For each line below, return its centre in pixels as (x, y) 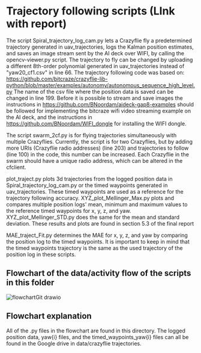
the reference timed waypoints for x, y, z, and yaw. (69, 210)
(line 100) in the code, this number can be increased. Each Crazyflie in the (97, 154)
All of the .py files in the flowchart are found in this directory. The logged (96, 330)
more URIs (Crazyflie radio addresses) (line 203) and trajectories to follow (97, 148)
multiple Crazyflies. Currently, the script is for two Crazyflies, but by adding (100, 141)
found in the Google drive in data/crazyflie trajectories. (74, 343)
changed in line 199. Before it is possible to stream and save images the (94, 98)
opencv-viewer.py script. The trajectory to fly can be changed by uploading (100, 60)
